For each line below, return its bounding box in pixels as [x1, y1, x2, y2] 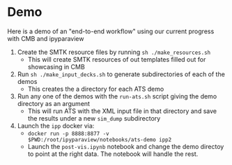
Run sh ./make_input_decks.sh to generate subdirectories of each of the [17, 70, 225, 78]
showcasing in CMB [27, 62, 85, 71]
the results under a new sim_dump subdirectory [27, 114, 161, 122]
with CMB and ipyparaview [7, 34, 84, 42]
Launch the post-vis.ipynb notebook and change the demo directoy [27, 142, 224, 150]
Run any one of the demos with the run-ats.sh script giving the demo [17, 92, 217, 101]
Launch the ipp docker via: [17, 121, 95, 130]
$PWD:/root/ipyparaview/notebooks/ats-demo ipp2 [27, 136, 172, 143]
